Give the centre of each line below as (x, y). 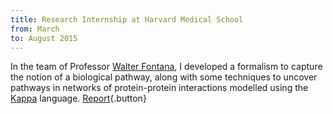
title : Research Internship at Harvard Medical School (127, 19)
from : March (35, 29)
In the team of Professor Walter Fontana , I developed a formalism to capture (166, 67)
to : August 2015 (44, 38)
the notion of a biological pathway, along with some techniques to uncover (164, 77)
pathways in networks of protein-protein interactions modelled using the (159, 88)
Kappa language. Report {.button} (78, 98)
